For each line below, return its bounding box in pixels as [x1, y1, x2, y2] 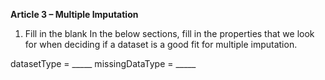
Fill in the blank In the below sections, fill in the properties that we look [24, 28, 315, 39]
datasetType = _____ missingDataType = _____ [10, 58, 197, 69]
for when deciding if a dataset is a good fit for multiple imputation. [24, 39, 298, 50]
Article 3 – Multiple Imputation [10, 9, 139, 20]
